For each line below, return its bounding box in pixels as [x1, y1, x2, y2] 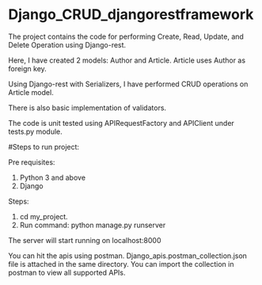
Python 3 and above [19, 173, 85, 182]
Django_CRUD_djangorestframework [8, 6, 254, 24]
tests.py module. [8, 127, 63, 136]
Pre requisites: [8, 157, 55, 167]
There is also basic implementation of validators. [8, 103, 167, 112]
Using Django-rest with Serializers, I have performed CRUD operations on [8, 79, 249, 89]
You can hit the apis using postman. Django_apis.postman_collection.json [8, 251, 248, 260]
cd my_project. [19, 211, 69, 221]
